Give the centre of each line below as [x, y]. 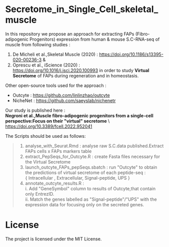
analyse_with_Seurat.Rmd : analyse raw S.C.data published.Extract [94, 146]
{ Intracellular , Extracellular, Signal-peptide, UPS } [77, 178]
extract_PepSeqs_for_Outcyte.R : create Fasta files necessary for [93, 156]
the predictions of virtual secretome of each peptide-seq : [85, 173]
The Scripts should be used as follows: [45, 136]
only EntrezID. [40, 194]
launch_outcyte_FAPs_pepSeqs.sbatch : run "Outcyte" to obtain [91, 167]
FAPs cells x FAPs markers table [58, 151]
